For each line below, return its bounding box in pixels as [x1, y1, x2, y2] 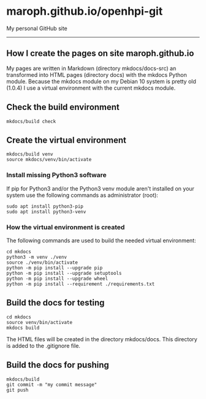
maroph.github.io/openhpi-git [6, 4, 163, 18]
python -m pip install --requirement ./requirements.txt [6, 281, 155, 287]
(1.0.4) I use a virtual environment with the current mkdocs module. [6, 84, 176, 92]
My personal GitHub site [6, 25, 67, 32]
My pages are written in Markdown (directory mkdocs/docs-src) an [6, 65, 177, 72]
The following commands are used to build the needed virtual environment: [6, 237, 196, 244]
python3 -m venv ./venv [6, 254, 67, 260]
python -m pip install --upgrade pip [6, 264, 103, 271]
